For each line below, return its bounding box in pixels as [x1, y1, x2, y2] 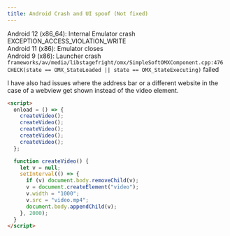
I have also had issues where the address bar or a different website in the [7, 78, 219, 87]
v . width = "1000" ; [25, 190, 80, 197]
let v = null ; [20, 164, 61, 171]
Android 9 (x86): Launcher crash [7, 52, 101, 60]
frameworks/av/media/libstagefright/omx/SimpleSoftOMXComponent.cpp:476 [7, 59, 224, 66]
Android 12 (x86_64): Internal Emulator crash [7, 29, 136, 38]
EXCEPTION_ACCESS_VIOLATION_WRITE [7, 36, 127, 45]
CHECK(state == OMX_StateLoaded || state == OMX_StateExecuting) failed [7, 65, 220, 73]
